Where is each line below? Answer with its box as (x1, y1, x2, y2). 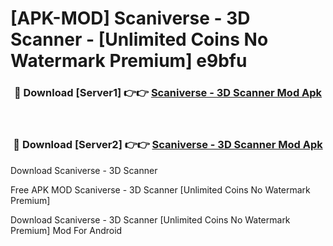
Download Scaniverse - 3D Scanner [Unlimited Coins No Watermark (10, 213, 291, 226)
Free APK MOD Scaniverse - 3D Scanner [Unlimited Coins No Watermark (10, 183, 311, 196)
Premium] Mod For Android (10, 224, 123, 236)
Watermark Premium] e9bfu (10, 50, 248, 72)
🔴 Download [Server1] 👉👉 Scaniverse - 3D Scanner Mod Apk (13, 86, 323, 100)
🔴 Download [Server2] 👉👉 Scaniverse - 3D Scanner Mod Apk (13, 138, 323, 152)
